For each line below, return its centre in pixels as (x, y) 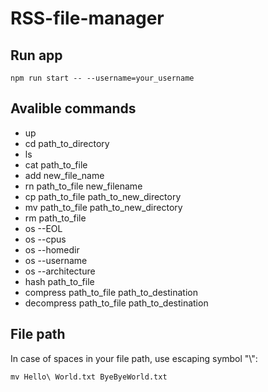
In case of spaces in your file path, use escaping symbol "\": (134, 358)
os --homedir (52, 249)
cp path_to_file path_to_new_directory (103, 196)
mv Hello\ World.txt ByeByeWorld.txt (89, 377)
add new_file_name (64, 175)
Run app (36, 55)
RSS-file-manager (87, 18)
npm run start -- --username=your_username (102, 78)
